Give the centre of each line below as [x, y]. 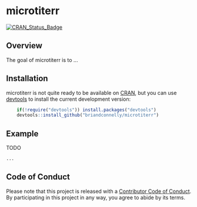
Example [22, 134]
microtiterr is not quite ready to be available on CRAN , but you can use [91, 93]
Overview [24, 46]
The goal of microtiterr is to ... [42, 60]
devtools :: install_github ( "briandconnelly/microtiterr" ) [88, 115]
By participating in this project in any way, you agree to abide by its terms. [96, 197]
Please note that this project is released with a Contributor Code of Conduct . [99, 191]
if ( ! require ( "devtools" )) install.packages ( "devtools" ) [87, 110]
